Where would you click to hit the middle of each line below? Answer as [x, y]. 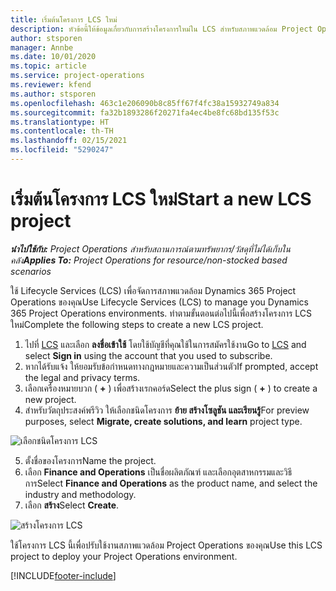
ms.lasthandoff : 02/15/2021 [69, 141]
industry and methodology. [80, 494]
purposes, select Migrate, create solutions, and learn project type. [163, 421]
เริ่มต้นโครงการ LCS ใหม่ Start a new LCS [161, 199]
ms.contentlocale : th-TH [62, 131]
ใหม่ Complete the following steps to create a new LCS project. [137, 324]
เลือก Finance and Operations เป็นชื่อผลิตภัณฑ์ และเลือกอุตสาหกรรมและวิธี [158, 472]
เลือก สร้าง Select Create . [72, 505]
